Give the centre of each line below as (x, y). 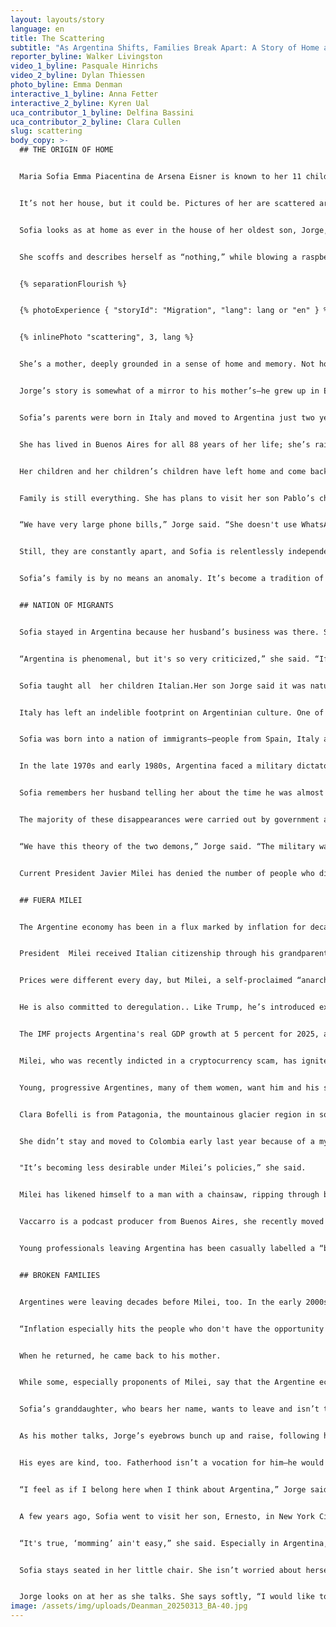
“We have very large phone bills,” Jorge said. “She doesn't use (158, 525)
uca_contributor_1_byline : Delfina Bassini (102, 112)
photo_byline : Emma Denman (66, 85)
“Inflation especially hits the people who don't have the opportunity (172, 1329)
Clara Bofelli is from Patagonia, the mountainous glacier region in (167, 1114)
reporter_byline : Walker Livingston (86, 57)
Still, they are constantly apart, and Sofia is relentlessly (151, 552)
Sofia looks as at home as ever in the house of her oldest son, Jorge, (174, 230)
